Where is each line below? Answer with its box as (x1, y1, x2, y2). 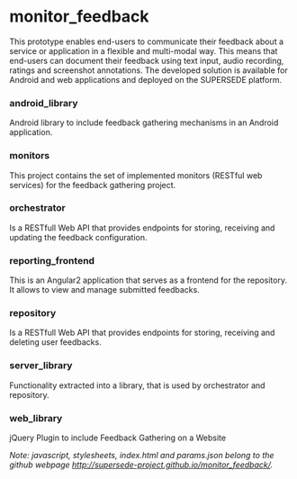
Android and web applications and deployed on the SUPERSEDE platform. (9, 74, 283, 85)
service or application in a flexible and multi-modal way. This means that (9, 45, 278, 56)
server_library (9, 359, 73, 372)
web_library (9, 411, 63, 424)
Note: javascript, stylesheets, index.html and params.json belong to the (9, 450, 274, 461)
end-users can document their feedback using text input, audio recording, (9, 55, 284, 66)
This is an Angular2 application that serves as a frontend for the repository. (9, 275, 288, 285)
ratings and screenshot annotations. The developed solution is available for (9, 65, 288, 76)
